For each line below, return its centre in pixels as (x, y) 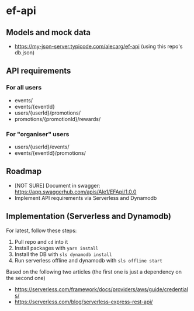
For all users (24, 88)
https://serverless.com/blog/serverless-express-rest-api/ (84, 302)
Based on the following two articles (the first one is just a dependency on (94, 272)
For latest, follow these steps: (41, 230)
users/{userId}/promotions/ (47, 113)
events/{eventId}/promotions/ (50, 153)
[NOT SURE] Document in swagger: (57, 185)
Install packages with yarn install (56, 248)
